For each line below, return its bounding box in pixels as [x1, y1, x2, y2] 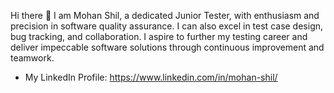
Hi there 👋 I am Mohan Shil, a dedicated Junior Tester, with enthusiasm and [10, 10, 320, 21]
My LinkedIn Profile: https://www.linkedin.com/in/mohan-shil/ [24, 71, 278, 83]
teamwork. [10, 52, 55, 64]
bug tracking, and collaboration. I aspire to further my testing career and [10, 31, 308, 42]
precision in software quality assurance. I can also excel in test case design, [10, 20, 324, 32]
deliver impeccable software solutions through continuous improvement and [10, 41, 325, 53]
